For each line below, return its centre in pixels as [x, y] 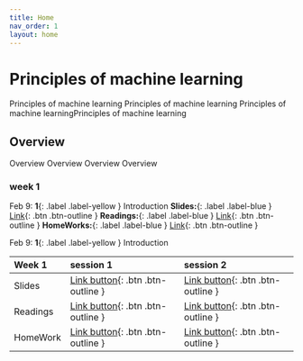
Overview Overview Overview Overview [83, 164]
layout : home [34, 34]
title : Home [32, 18]
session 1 [91, 265]
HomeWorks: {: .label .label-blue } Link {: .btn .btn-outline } [150, 225]
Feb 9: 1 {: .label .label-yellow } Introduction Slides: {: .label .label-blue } [141, 206]
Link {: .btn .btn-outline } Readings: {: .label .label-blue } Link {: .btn [132, 216]
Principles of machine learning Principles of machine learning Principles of [148, 104]
